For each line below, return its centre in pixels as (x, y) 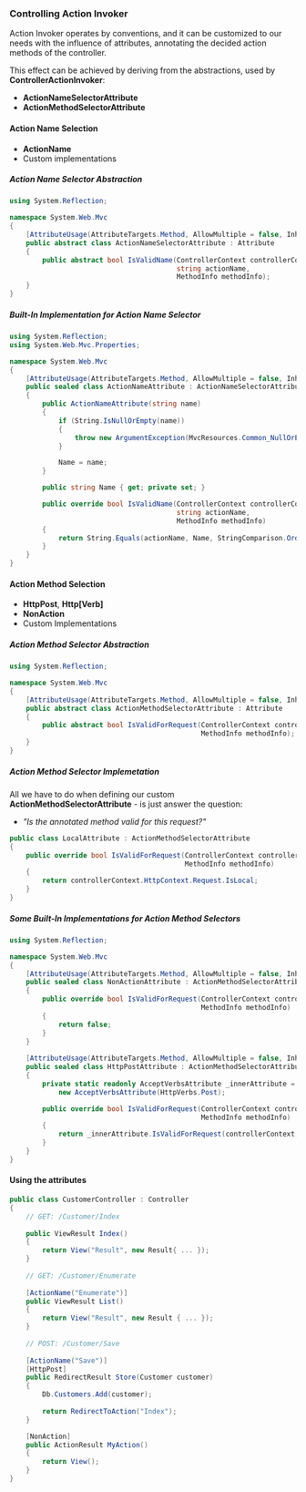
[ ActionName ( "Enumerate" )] (77, 1292)
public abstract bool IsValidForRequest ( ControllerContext (157, 725)
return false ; (85, 1024)
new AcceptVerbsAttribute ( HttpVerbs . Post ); (142, 1092)
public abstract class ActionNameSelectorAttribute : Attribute (150, 243)
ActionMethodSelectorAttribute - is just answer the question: (126, 804)
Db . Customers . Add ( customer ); (97, 1394)
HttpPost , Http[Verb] (63, 604)
